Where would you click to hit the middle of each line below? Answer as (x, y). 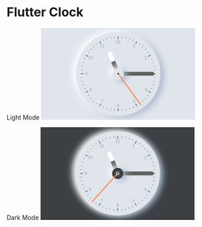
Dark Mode (23, 217)
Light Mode (23, 117)
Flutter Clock (45, 12)
